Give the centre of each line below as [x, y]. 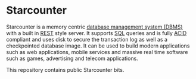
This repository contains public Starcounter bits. [65, 69]
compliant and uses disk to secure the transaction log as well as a [87, 39]
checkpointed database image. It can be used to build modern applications [98, 46]
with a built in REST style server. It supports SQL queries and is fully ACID [97, 33]
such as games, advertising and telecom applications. [72, 58]
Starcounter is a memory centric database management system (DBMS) [94, 27]
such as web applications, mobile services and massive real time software [97, 52]
